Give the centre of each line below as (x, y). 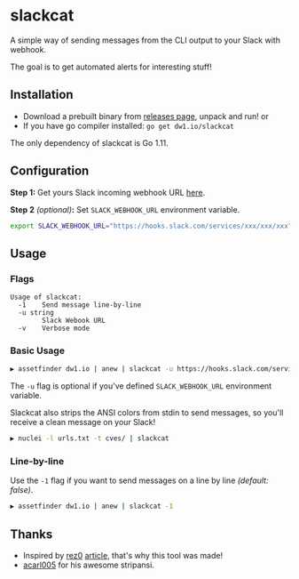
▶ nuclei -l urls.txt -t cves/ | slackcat (90, 438)
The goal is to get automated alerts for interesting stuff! (111, 67)
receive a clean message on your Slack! (83, 422)
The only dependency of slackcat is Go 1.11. (90, 142)
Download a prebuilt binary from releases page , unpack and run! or (146, 116)
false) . (22, 490)
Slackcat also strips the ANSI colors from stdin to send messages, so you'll (147, 413)
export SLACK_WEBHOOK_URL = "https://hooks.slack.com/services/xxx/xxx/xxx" (151, 226)
